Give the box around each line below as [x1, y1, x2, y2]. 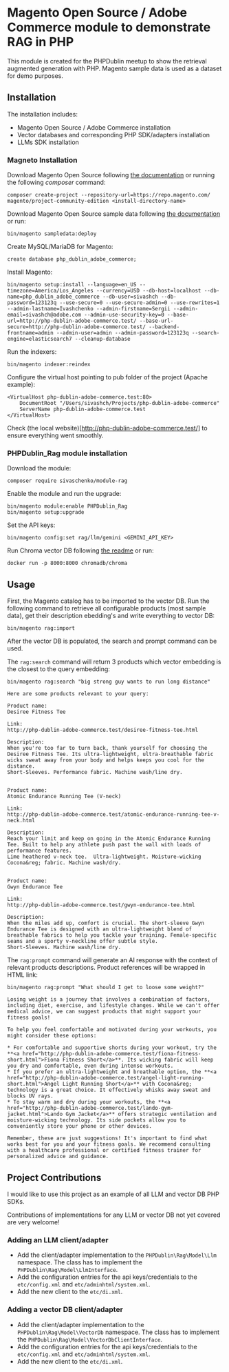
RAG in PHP [7, 34, 74, 50]
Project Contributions [7, 1171, 102, 1184]
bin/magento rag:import [7, 625, 76, 632]
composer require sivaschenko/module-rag [7, 477, 128, 484]
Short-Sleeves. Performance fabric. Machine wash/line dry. [7, 769, 184, 776]
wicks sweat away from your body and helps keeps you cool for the [7, 757, 205, 764]
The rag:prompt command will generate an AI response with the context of [7, 956, 218, 964]
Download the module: [7, 464, 72, 473]
